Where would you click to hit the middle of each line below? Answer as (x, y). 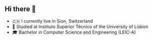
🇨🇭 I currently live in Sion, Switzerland (53, 21)
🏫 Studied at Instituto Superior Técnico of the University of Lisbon (80, 26)
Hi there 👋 (20, 9)
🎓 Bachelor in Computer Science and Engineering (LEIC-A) (74, 32)
